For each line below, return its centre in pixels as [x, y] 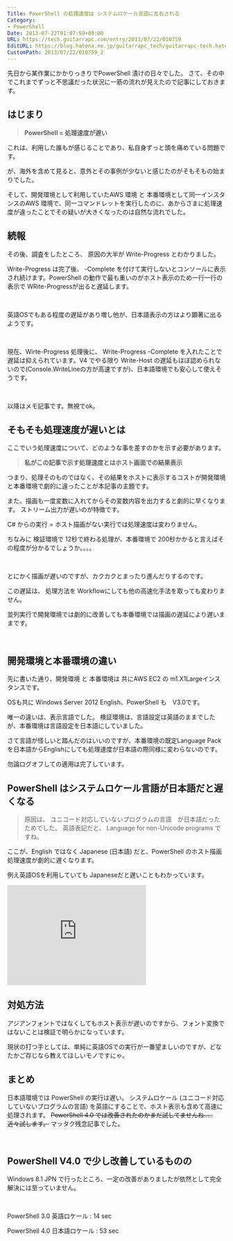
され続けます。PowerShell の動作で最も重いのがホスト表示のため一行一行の [115, 277]
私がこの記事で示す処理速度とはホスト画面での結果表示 [103, 463]
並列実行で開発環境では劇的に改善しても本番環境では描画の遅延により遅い [113, 615]
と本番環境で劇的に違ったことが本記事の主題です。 [80, 486]
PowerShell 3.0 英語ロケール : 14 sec [60, 1216]
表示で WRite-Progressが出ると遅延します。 [70, 286]
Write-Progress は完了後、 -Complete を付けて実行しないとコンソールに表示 [116, 269]
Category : [21, 20]
